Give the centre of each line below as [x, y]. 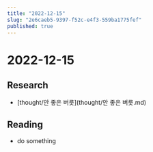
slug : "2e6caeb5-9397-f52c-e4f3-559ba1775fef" [74, 20]
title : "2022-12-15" [37, 13]
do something [37, 141]
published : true [30, 26]
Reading [25, 124]
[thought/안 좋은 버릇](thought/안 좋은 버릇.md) [82, 103]
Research [28, 85]
